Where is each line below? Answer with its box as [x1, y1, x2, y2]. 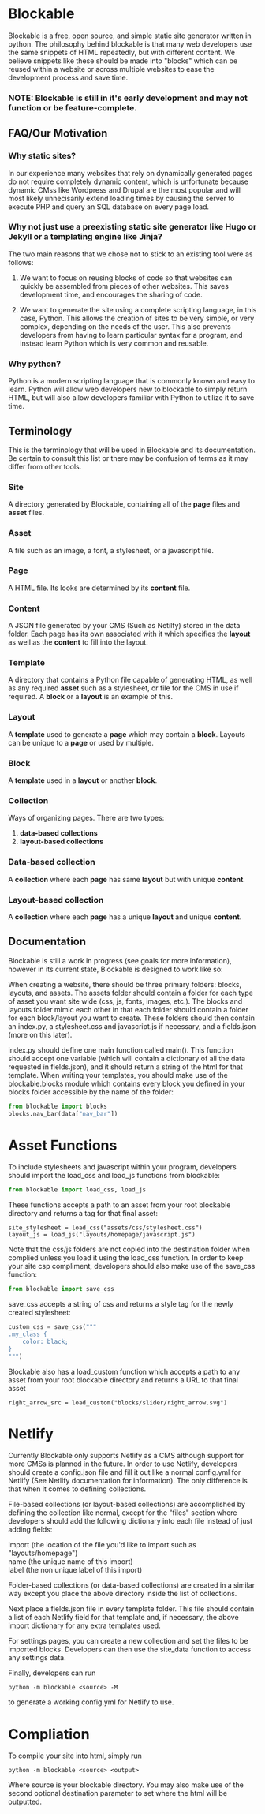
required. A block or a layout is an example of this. [8, 692, 174, 701]
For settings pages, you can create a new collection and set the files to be [8, 1636, 248, 1646]
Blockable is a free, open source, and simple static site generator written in [8, 31, 252, 40]
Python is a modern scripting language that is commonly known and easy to [8, 376, 255, 386]
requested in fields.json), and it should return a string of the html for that [8, 1062, 243, 1072]
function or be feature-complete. [8, 102, 138, 113]
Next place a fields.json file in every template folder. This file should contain [8, 1604, 255, 1614]
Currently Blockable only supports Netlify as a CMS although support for [8, 1451, 244, 1461]
